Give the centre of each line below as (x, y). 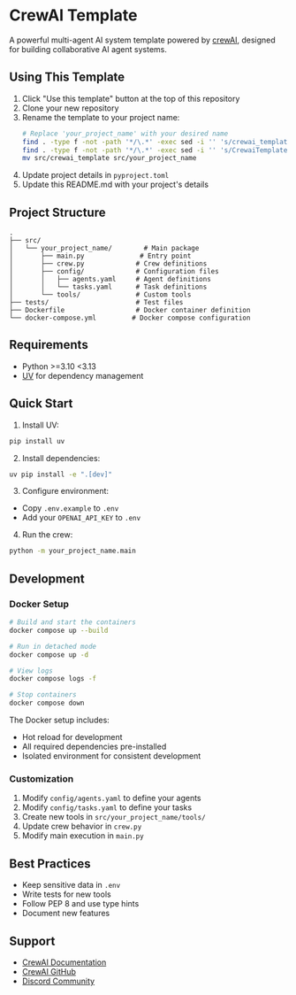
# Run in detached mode (53, 646)
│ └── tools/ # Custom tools (100, 295)
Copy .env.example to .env (70, 508)
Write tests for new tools (67, 894)
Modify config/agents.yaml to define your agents (111, 798)
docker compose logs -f (53, 679)
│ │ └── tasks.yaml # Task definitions (108, 287)
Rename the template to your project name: (101, 117)
